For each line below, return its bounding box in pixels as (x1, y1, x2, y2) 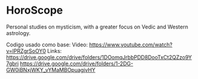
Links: (47, 47, 62, 54)
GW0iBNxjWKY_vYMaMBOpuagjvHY (6, 66, 96, 73)
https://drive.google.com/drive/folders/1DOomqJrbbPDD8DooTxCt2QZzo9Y (6, 53, 192, 61)
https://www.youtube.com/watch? (89, 41, 172, 48)
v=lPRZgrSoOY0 (6, 47, 46, 54)
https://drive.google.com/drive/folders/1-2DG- (20, 60, 134, 67)
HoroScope (6, 4, 64, 17)
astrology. (6, 29, 31, 36)
